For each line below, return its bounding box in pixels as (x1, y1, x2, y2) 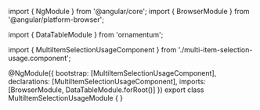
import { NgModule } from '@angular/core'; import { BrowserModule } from (8, 7, 250, 16)
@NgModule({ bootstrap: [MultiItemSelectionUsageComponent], (8, 69, 217, 77)
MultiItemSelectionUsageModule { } (8, 94, 124, 102)
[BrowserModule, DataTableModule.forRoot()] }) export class (8, 85, 204, 94)
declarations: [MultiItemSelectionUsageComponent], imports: (8, 77, 206, 86)
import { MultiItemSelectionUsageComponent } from (8, 45, 177, 54)
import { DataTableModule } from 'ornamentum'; (8, 30, 164, 39)
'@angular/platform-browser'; (8, 15, 104, 24)
